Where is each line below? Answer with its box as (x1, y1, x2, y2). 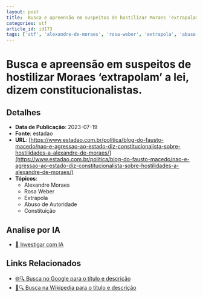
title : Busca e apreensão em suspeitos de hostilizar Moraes (6, 15, 166, 21)
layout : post (6, 8, 39, 15)
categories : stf (6, 20, 47, 26)
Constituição (24, 207, 56, 215)
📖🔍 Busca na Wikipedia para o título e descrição (14, 284, 137, 291)
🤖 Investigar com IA (14, 241, 64, 248)
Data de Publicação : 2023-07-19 (14, 124, 98, 131)
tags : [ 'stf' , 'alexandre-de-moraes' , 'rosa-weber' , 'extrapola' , (6, 32, 177, 38)
